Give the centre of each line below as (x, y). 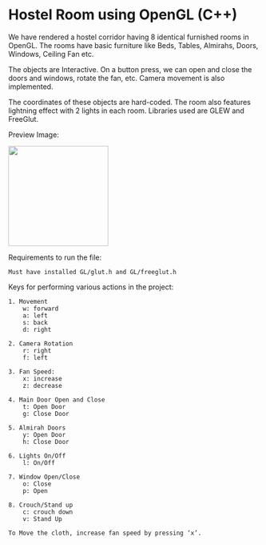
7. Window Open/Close (44, 477)
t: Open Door (44, 406)
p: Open (35, 490)
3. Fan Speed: (32, 371)
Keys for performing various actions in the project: (91, 287)
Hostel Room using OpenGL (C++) (123, 15)
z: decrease (42, 386)
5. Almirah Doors (37, 428)
